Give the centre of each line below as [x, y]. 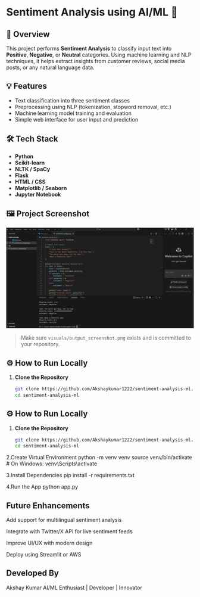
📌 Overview [28, 34]
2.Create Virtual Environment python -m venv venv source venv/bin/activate [99, 458]
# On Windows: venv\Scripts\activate [52, 464]
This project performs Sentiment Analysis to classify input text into [89, 48]
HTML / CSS [30, 182]
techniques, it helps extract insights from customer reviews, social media [96, 61]
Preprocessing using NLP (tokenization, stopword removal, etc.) [93, 107]
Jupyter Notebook [38, 194]
